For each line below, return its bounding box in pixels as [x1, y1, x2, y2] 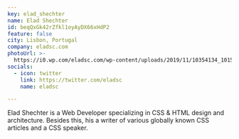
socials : [7, 63, 33, 70]
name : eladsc [20, 83, 59, 90]
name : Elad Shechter [7, 17, 69, 24]
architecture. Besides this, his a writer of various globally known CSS [7, 116, 210, 125]
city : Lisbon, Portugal [7, 37, 78, 44]
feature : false [7, 30, 53, 38]
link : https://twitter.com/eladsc [20, 76, 122, 84]
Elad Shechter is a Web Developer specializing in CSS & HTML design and [7, 109, 225, 117]
